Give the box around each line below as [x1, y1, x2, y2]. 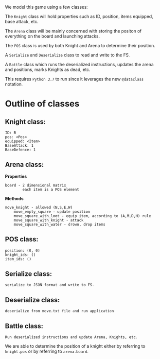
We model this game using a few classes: [5, 4, 88, 10]
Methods [5, 195, 24, 201]
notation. [5, 81, 23, 87]
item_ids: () [5, 256, 32, 261]
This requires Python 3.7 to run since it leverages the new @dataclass [5, 76, 144, 82]
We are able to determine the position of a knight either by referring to [5, 343, 145, 349]
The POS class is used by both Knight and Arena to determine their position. [5, 43, 156, 48]
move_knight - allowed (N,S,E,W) [5, 205, 73, 210]
